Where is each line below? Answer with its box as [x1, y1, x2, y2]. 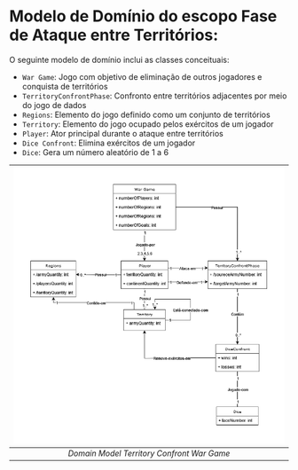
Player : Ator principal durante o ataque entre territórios [21, 128, 223, 138]
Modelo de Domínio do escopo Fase [9, 6, 278, 27]
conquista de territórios [21, 81, 108, 91]
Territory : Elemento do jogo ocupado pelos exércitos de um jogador [21, 118, 274, 129]
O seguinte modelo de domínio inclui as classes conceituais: [9, 54, 230, 65]
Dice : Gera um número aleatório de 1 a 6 [21, 146, 169, 157]
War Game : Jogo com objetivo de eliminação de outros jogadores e [21, 71, 263, 82]
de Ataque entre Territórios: [9, 25, 219, 45]
